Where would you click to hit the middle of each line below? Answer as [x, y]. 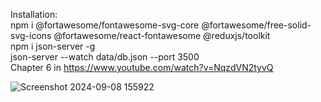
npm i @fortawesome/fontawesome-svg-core [105, 25]
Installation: [34, 14]
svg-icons [31, 35]
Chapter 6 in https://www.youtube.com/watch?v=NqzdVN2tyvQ [142, 67]
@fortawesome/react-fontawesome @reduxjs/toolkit [162, 35]
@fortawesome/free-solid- [256, 25]
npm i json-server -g [53, 46]
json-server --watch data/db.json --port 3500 [105, 57]
